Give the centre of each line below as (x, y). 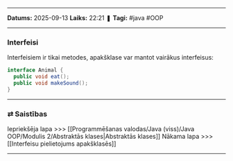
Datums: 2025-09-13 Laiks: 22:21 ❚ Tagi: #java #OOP (86, 18)
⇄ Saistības (27, 114)
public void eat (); (42, 77)
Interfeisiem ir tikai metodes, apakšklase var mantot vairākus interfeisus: (110, 58)
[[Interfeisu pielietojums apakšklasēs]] (62, 144)
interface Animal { (35, 70)
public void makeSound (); (51, 83)
